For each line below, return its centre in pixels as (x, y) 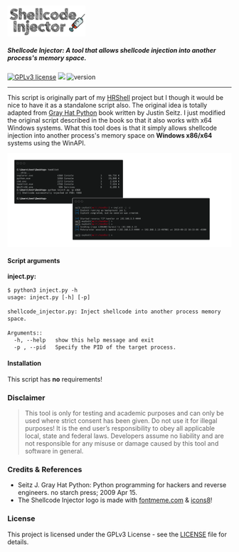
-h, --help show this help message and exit (84, 340)
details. (18, 542)
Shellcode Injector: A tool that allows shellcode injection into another (112, 51)
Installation (24, 363)
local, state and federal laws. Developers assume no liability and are (124, 436)
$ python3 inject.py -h (43, 290)
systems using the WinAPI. (47, 143)
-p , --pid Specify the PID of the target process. (95, 347)
